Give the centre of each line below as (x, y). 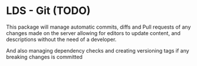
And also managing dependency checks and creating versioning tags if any (98, 50)
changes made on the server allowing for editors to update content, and (93, 33)
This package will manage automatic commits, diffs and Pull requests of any (98, 27)
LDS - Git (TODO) (48, 11)
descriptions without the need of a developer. (61, 39)
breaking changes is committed (44, 57)
